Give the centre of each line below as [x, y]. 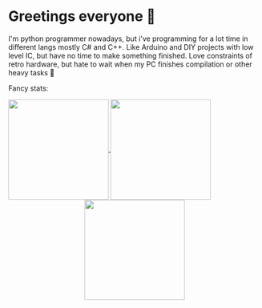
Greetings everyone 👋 [82, 16]
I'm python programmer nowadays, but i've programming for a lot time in [128, 38]
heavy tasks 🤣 [32, 72]
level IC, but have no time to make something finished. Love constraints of [130, 55]
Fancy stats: [28, 88]
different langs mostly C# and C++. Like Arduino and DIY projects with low [131, 47]
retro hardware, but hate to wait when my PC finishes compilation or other [130, 64]
